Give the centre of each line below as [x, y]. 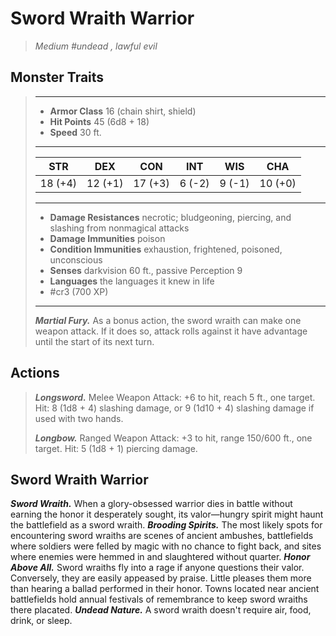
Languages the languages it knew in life [132, 281]
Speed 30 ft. [75, 132]
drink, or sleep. [41, 621]
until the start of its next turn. [94, 341]
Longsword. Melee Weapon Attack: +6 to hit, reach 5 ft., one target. [175, 397]
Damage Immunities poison [107, 238]
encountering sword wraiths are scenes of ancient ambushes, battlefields [162, 536]
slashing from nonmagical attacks [119, 228]
